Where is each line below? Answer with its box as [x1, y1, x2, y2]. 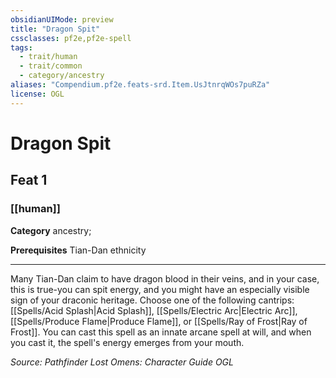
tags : [10, 42, 33, 53]
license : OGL [10, 89, 65, 99]
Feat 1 [10, 172, 48, 189]
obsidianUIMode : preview [10, 14, 114, 25]
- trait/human [19, 52, 78, 62]
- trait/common [19, 61, 83, 71]
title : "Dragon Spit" [10, 24, 101, 34]
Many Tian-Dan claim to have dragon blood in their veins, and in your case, [10, 272, 320, 285]
